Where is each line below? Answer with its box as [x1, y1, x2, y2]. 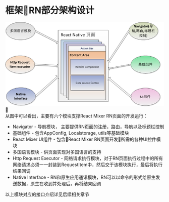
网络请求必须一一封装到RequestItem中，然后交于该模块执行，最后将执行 [12, 161, 163, 168]
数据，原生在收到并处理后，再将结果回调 [17, 180, 101, 186]
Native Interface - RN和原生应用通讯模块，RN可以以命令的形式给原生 [12, 174, 156, 180]
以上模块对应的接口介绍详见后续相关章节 [5, 191, 89, 197]
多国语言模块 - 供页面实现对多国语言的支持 [12, 149, 102, 155]
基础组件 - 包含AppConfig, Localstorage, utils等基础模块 [12, 130, 129, 136]
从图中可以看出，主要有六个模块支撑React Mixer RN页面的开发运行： [5, 112, 148, 119]
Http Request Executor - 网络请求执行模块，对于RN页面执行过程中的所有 [12, 155, 163, 161]
